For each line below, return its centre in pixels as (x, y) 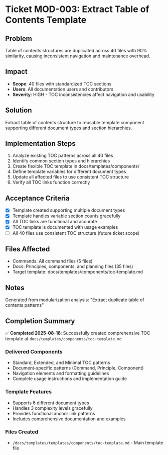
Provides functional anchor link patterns (54, 413)
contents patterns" (25, 305)
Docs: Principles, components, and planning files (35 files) (73, 266)
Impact (16, 72)
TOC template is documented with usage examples (65, 227)
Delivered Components (34, 351)
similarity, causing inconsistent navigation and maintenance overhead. (78, 56)
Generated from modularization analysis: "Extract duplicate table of (75, 300)
